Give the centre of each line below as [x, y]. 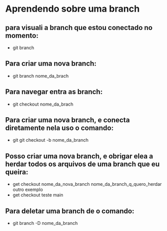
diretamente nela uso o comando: [59, 128]
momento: [22, 35]
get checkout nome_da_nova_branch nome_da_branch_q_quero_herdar [87, 184]
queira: [17, 172]
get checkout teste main [38, 195]
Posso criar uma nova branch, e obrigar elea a [79, 156]
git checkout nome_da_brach [43, 104]
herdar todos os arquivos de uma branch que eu [82, 164]
